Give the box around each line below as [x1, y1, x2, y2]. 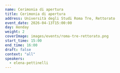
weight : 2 [5, 29, 25, 34]
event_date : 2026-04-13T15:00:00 [5, 20, 72, 25]
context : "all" [5, 51, 36, 57]
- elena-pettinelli [9, 61, 49, 65]
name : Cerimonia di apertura [5, 7, 64, 12]
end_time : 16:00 [5, 43, 38, 48]
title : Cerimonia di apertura [5, 12, 66, 16]
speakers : [5, 56, 25, 61]
